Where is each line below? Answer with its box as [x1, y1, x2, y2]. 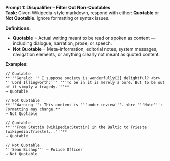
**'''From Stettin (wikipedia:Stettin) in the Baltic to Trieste [5, 125, 147, 130]
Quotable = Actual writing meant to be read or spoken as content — [12, 35, 156, 41]
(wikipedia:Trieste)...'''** [5, 129, 67, 134]
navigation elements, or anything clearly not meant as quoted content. [12, 51, 160, 57]
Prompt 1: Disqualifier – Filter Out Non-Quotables [5, 5, 111, 10]
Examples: [5, 61, 28, 67]
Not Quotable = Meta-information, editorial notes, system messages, [12, 46, 158, 52]
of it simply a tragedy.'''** [5, 84, 70, 89]
